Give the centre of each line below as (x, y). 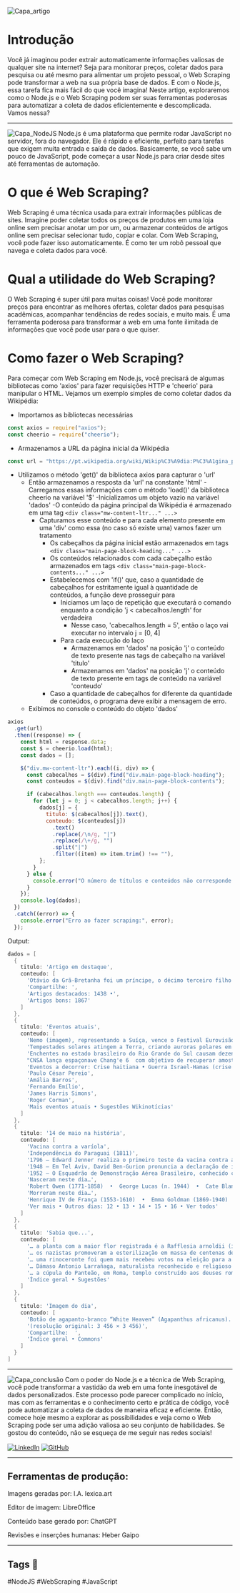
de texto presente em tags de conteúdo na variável (146, 678)
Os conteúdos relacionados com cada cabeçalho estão (131, 558)
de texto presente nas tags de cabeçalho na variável (148, 656)
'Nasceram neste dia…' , (62, 1180)
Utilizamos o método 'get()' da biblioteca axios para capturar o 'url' (116, 475)
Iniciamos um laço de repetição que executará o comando (146, 602)
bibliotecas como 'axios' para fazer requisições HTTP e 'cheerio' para (110, 385)
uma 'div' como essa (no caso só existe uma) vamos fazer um (130, 528)
